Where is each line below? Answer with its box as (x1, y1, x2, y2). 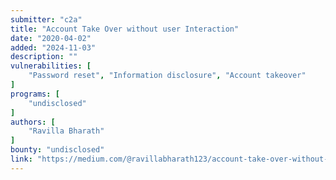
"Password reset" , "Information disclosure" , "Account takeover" (28, 71, 307, 81)
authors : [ (10, 117, 56, 127)
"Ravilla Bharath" (28, 126, 105, 136)
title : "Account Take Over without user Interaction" (10, 24, 240, 34)
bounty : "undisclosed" (10, 145, 105, 155)
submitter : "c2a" (10, 14, 83, 25)
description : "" (10, 52, 78, 62)
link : (10, 154, 33, 164)
